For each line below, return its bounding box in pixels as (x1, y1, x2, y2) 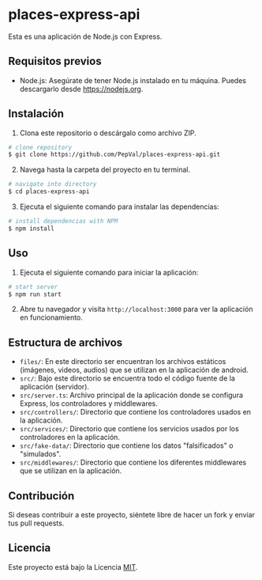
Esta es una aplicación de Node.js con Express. (8, 32, 163, 41)
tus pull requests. (8, 518, 65, 528)
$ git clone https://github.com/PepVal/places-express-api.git (8, 150, 221, 159)
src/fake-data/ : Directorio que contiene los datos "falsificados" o (19, 441, 234, 450)
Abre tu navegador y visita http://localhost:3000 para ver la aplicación (19, 305, 253, 314)
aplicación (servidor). (19, 382, 89, 392)
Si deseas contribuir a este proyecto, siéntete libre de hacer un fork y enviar (8, 510, 255, 519)
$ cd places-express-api (8, 188, 90, 195)
